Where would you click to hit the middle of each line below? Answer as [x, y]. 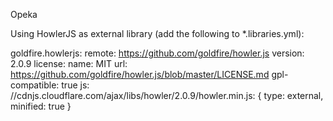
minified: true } [41, 106]
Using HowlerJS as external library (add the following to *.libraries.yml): [157, 33]
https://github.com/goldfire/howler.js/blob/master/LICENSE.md [140, 74]
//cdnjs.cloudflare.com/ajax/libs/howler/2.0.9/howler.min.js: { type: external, [167, 95]
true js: [75, 85]
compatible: [35, 85]
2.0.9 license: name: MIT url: [69, 63]
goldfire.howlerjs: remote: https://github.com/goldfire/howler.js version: [157, 53]
